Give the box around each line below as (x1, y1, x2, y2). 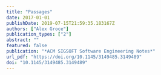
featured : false (6, 43, 47, 49)
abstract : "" (6, 37, 39, 43)
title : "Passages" (6, 8, 53, 15)
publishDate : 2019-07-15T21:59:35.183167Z (6, 20, 115, 26)
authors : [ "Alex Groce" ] (6, 25, 69, 32)
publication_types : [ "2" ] (6, 31, 71, 37)
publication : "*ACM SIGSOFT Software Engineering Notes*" (6, 48, 156, 54)
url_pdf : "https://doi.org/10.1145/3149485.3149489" (6, 54, 142, 60)
